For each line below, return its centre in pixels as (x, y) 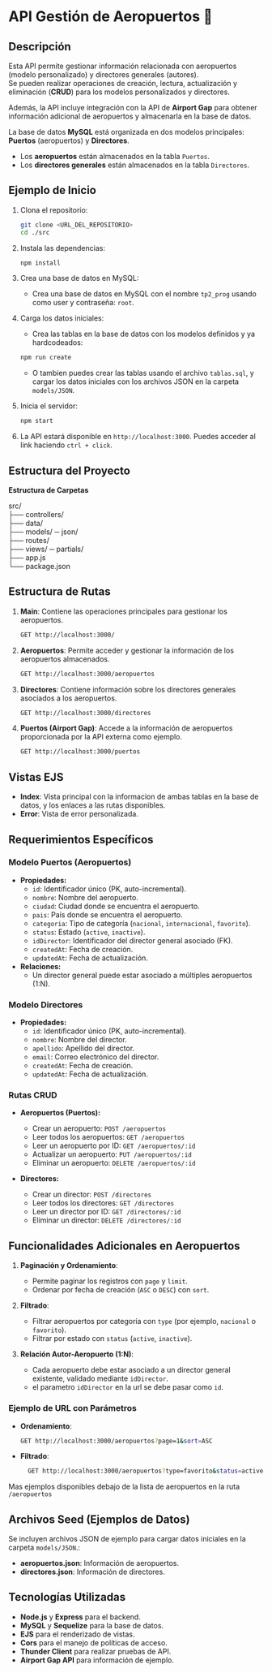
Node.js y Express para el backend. (81, 1617)
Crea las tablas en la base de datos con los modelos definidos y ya (144, 334)
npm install (40, 263)
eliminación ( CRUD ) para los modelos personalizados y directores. (119, 92)
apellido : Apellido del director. (83, 1048)
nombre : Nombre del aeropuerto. (85, 897)
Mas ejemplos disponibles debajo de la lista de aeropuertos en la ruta (124, 1487)
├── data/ (25, 523)
